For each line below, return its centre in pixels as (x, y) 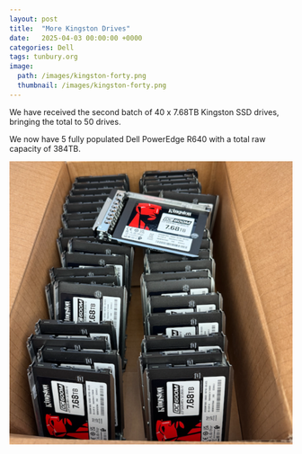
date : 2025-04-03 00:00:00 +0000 (76, 38)
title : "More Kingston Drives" (70, 28)
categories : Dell (42, 48)
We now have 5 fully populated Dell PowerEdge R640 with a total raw (138, 138)
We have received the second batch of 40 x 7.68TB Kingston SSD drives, (144, 111)
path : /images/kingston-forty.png (82, 76)
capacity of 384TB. (45, 148)
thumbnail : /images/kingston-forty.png (92, 85)
